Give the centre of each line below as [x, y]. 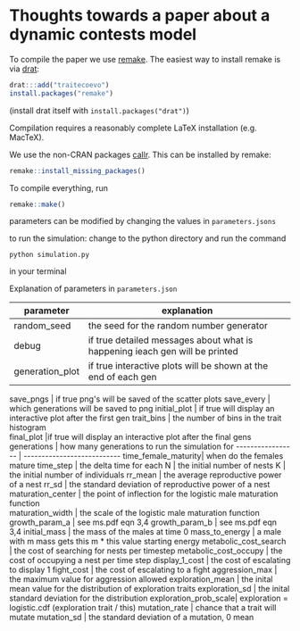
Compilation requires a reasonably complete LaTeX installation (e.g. [133, 128]
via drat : [25, 69]
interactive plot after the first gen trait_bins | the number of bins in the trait [146, 418]
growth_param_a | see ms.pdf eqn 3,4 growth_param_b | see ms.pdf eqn [143, 522]
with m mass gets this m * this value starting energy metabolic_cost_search [148, 542]
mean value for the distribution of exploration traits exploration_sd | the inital [150, 589]
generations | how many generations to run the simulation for [122, 446]
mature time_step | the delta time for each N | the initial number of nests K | [147, 466]
